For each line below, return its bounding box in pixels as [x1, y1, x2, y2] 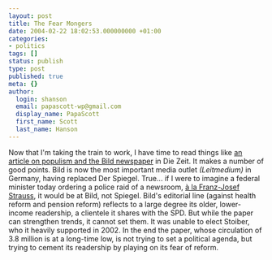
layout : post [8, 11, 53, 20]
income [8, 208, 34, 218]
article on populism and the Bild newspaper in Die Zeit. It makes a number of [8, 156, 264, 166]
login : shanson [15, 95, 67, 103]
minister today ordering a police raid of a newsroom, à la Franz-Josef [8, 182, 240, 192]
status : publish [8, 58, 63, 66]
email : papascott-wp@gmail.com [15, 102, 122, 110]
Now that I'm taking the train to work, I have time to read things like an [8, 147, 243, 157]
